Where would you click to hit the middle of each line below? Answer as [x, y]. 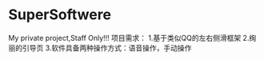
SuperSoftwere [60, 15]
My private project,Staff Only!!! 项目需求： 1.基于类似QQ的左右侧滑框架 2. [129, 38]
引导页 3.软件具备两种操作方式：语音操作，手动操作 [107, 48]
